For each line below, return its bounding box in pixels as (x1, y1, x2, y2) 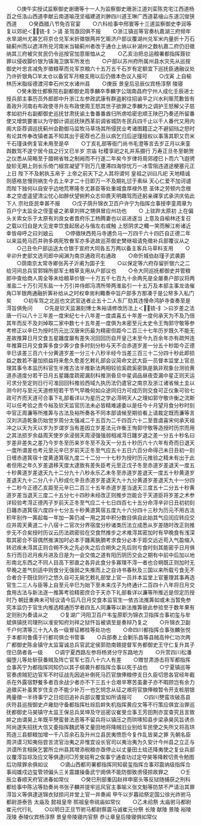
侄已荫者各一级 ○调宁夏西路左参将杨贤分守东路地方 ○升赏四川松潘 (6, 649, 192, 655)
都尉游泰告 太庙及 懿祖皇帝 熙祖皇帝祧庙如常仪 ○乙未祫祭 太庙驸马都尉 (6, 798, 191, 805)
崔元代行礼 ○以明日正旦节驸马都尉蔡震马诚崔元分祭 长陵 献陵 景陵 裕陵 (6, 806, 191, 813)
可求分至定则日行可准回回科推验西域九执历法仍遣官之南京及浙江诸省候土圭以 (6, 379, 195, 386)
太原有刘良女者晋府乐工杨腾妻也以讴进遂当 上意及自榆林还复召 (37, 215, 191, 221)
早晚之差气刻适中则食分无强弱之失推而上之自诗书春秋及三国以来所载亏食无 (6, 566, 190, 573)
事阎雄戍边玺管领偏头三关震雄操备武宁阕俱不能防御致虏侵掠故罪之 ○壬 (6, 769, 191, 775)
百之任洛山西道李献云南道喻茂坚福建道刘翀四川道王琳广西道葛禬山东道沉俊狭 (6, 13, 195, 20)
